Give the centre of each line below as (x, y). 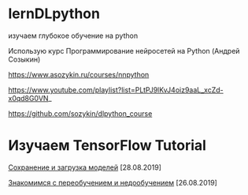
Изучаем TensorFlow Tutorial (107, 146)
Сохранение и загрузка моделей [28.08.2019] (85, 167)
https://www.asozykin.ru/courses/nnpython (79, 74)
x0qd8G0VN (28, 98)
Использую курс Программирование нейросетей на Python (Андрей (124, 51)
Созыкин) (24, 59)
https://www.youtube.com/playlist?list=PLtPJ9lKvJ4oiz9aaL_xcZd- (116, 90)
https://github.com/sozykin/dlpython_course (80, 113)
